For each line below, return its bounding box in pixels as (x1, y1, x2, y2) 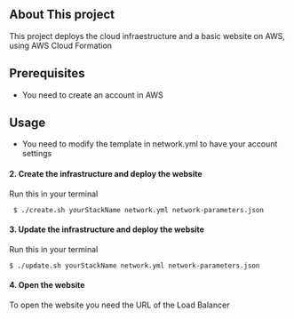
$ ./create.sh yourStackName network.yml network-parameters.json (12, 205, 265, 214)
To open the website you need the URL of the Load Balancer (9, 299, 230, 310)
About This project (9, 7, 115, 22)
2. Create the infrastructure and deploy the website (9, 169, 203, 179)
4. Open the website (9, 280, 85, 291)
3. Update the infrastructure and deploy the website (9, 224, 204, 235)
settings (21, 148, 52, 159)
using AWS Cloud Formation (9, 40, 113, 51)
